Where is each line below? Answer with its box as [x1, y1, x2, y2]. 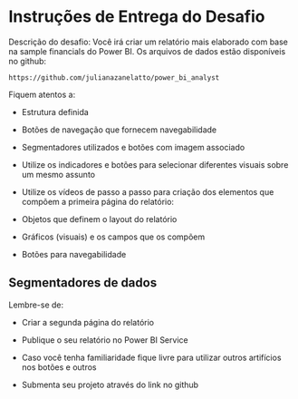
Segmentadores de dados [8, 275, 158, 291]
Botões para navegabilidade [21, 248, 127, 259]
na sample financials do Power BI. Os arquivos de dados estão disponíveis [8, 45, 286, 56]
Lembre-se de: [8, 299, 64, 310]
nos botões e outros [21, 361, 97, 373]
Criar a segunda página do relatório [21, 316, 155, 327]
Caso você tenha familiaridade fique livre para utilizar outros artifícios [21, 352, 282, 363]
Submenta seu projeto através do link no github [21, 379, 199, 390]
